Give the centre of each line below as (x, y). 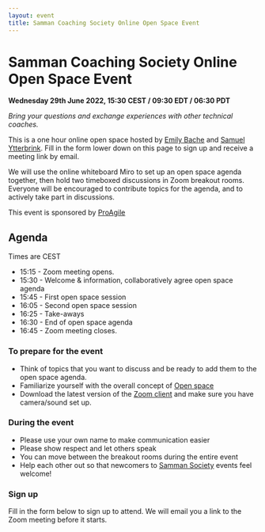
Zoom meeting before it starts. (58, 520)
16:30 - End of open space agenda (76, 322)
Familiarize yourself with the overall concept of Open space (117, 386)
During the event (41, 423)
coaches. (23, 124)
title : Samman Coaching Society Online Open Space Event (104, 23)
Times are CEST (34, 256)
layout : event (32, 15)
